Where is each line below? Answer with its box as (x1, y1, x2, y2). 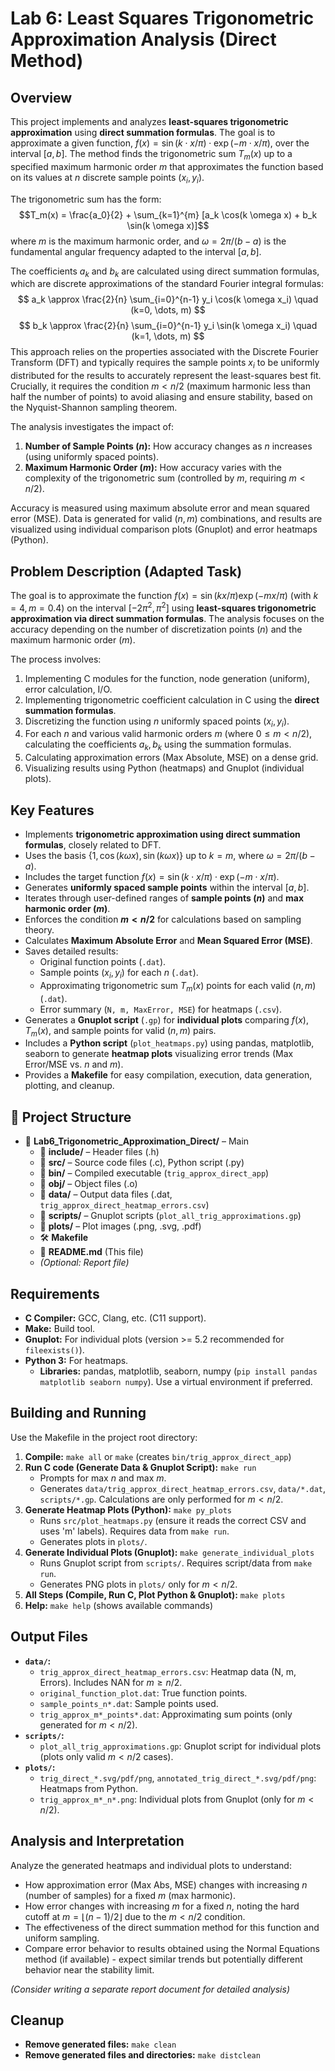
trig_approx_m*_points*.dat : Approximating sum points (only (39, 1708, 293, 1720)
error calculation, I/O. (24, 683, 113, 695)
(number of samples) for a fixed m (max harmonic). (24, 1889, 236, 1901)
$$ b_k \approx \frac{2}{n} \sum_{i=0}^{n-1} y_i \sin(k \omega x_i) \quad (18, 320, 318, 332)
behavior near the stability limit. (24, 1963, 155, 1976)
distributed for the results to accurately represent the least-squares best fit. (10, 370, 322, 382)
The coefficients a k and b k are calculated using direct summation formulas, (10, 265, 320, 279)
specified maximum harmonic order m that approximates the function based (10, 160, 324, 172)
